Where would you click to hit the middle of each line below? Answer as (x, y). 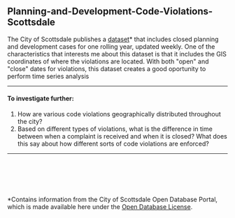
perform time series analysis (48, 76)
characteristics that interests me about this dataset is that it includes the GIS (117, 54)
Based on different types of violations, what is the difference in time (115, 129)
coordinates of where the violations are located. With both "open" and (108, 61)
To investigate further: (41, 99)
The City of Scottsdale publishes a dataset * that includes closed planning (113, 39)
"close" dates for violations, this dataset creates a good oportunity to (107, 68)
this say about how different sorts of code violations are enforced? (113, 144)
